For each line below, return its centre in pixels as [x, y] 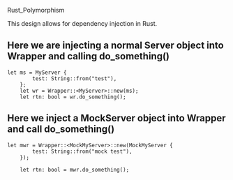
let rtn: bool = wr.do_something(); [73, 97]
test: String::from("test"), [75, 78]
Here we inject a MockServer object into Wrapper [116, 118]
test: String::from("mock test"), [82, 151]
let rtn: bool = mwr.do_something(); [75, 170]
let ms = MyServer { [37, 73]
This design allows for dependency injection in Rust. [82, 23]
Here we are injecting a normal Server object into [116, 46]
